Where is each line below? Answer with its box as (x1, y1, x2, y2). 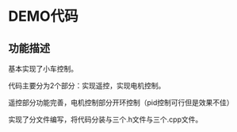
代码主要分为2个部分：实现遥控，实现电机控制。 (8, 81, 166, 90)
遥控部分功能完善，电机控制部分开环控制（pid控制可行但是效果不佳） (8, 98, 234, 107)
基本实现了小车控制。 (8, 64, 78, 73)
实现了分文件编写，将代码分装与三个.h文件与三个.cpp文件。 (8, 115, 203, 124)
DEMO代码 (8, 7, 78, 25)
